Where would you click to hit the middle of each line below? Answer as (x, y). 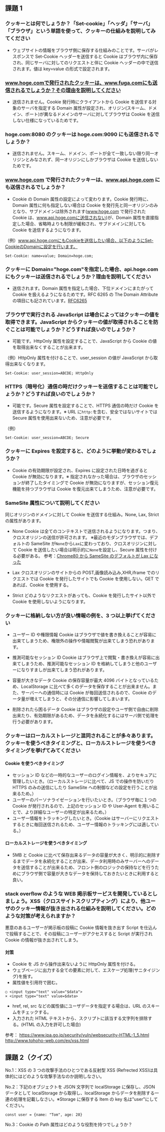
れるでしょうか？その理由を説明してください (68, 90)
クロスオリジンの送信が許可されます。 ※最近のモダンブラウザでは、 (81, 537)
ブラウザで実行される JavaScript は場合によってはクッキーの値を (82, 315)
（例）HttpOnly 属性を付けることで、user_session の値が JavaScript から (79, 358)
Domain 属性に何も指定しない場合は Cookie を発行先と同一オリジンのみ (85, 205)
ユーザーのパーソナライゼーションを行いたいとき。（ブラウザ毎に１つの (84, 800)
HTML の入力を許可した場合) (52, 1025)
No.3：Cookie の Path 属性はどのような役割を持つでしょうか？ (69, 1124)
